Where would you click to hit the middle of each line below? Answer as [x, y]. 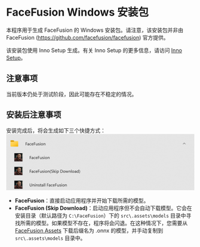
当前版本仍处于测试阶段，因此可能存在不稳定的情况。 [72, 94]
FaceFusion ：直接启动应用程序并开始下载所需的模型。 [82, 201]
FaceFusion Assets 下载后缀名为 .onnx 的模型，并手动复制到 [89, 231]
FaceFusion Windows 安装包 [78, 12]
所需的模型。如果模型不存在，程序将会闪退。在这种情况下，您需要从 [104, 223]
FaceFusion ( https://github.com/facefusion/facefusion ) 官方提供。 [87, 37]
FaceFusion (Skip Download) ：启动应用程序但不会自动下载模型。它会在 [103, 208]
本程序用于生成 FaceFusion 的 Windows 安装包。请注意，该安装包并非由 [95, 30]
